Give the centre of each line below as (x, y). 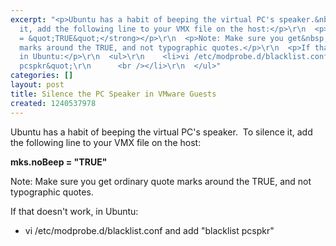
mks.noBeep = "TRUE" (59, 162)
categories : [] (42, 76)
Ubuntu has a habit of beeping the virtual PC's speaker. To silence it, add (161, 132)
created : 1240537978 (53, 103)
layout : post (37, 85)
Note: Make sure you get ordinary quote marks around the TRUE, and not (161, 181)
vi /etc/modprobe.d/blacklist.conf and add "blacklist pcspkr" (149, 230)
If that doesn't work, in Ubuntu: (74, 211)
